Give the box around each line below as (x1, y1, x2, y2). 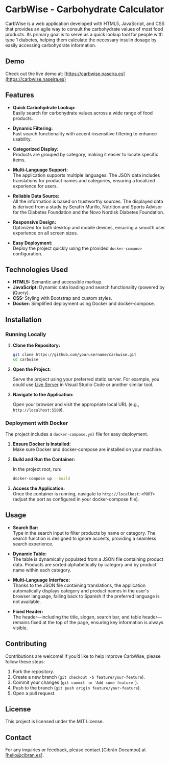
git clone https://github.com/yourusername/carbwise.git (12, 352, 137, 357)
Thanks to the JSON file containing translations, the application (12, 582, 146, 588)
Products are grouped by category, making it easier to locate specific (12, 151, 159, 157)
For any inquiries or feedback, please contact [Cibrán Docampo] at (5, 747, 146, 753)
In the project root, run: (12, 466, 62, 472)
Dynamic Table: (12, 551, 47, 557)
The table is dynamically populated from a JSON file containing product (12, 556, 163, 562)
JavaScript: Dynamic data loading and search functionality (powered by (12, 284, 165, 291)
